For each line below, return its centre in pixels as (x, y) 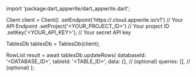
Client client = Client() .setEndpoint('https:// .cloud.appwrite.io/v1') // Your (95, 20)
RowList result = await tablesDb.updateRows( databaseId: (76, 55)
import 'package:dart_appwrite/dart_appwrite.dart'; (68, 9)
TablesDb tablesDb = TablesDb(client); (53, 44)
